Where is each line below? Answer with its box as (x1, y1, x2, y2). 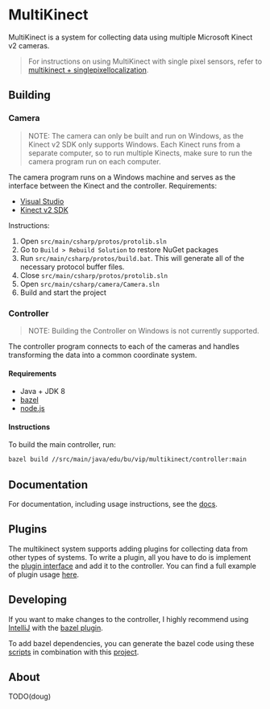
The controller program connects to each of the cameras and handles (8, 341, 240, 351)
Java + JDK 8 (19, 387, 66, 396)
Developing (8, 593, 67, 607)
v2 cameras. (8, 40, 50, 50)
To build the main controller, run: (8, 440, 116, 450)
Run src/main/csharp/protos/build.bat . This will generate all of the (19, 253, 244, 263)
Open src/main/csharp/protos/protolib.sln (19, 236, 168, 246)
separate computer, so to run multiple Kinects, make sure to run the (27, 147, 252, 158)
